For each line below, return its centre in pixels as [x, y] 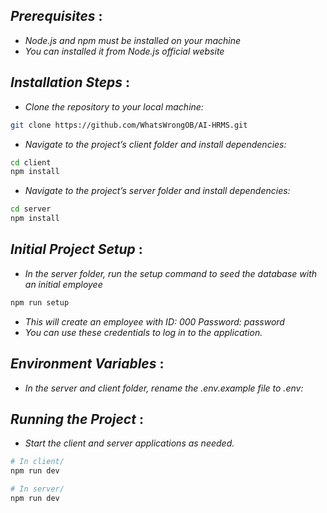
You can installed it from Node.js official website [124, 51]
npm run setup [40, 302]
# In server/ [37, 489]
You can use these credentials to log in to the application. [143, 332]
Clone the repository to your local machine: [114, 106]
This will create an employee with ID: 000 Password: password [154, 321]
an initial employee [63, 284]
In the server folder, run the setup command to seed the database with [171, 273]
